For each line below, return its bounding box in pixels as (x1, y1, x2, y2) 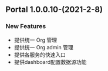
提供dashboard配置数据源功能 (14, 58, 87, 65)
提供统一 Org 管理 (14, 36, 58, 43)
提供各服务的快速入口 (14, 51, 66, 58)
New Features (5, 22, 46, 31)
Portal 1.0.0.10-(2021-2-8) (5, 5, 103, 15)
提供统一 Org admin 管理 (14, 43, 74, 50)
